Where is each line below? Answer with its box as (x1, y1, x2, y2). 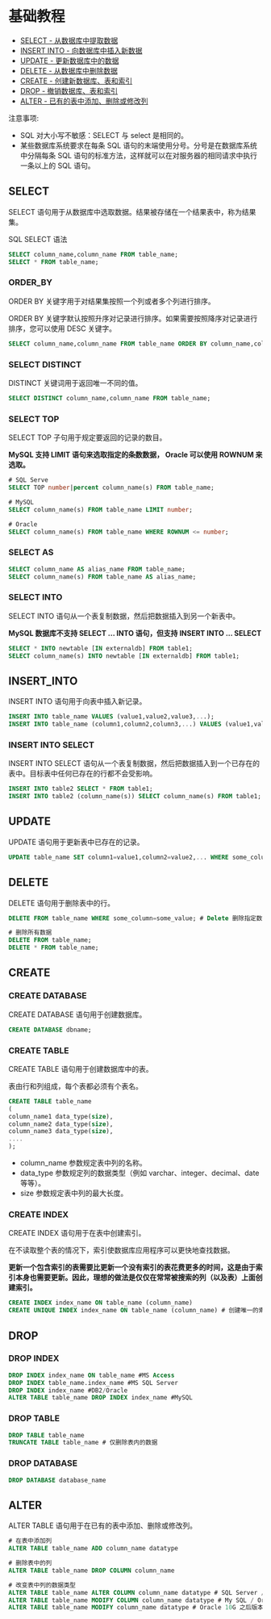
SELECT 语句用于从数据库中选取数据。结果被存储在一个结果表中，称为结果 (8, 207, 256, 216)
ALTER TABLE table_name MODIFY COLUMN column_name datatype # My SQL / (8, 1596, 254, 1604)
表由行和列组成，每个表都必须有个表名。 (8, 1081, 143, 1090)
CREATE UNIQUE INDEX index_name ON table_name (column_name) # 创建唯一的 (8, 1307, 260, 1315)
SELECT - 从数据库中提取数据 (19, 36, 119, 45)
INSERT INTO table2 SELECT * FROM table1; (8, 784, 153, 793)
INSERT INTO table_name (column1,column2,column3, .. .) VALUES (8, 720, 222, 729)
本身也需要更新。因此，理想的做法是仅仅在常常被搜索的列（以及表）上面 (15, 1273, 256, 1282)
